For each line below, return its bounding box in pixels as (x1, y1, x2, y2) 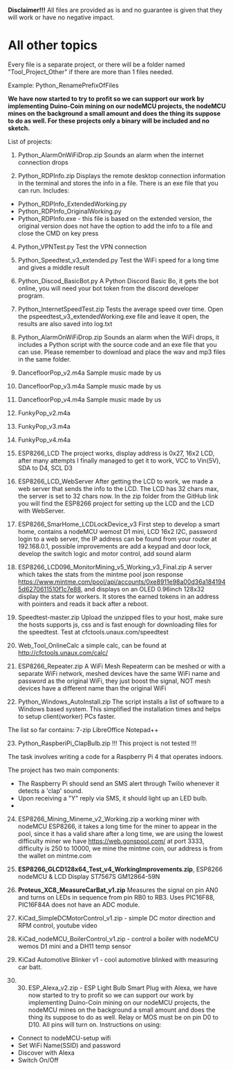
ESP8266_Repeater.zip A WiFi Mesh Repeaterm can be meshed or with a (17, 661, 225, 670)
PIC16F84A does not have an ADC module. (17, 900, 140, 909)
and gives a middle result (17, 263, 90, 271)
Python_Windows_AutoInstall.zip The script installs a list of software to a (17, 697, 225, 706)
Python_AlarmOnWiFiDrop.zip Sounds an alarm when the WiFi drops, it (17, 332, 220, 341)
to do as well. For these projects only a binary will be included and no (8, 116, 210, 125)
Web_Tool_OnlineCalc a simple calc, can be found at (17, 641, 167, 650)
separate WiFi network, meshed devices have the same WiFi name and (17, 669, 221, 677)
